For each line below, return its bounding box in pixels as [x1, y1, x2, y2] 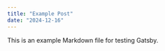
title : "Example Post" [7, 10, 73, 17]
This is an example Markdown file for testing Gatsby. [7, 36, 159, 44]
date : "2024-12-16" [7, 17, 64, 24]
